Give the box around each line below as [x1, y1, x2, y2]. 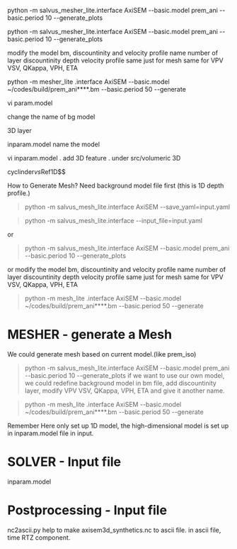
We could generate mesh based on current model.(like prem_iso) [7, 349, 197, 358]
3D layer [7, 126, 32, 134]
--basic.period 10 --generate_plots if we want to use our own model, [24, 371, 225, 379]
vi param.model [7, 99, 53, 107]
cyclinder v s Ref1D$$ [7, 168, 66, 176]
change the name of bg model [7, 113, 96, 121]
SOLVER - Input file [7, 454, 122, 470]
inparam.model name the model [7, 140, 100, 148]
